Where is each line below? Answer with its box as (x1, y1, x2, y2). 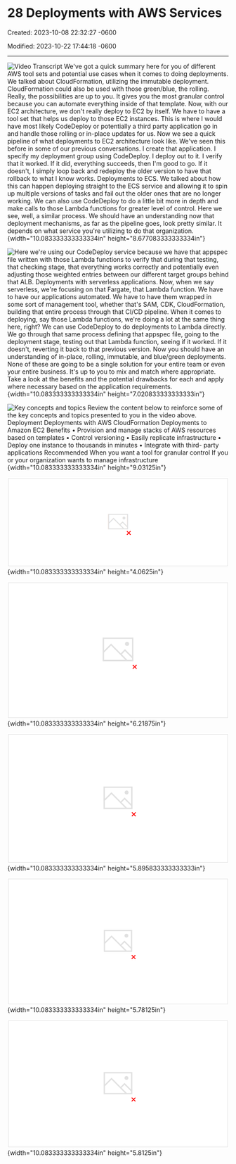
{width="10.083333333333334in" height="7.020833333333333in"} (7, 389, 205, 398)
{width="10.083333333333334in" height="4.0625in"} (7, 567, 164, 576)
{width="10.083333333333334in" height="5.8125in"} (7, 1149, 163, 1157)
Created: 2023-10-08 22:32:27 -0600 (7, 28, 117, 37)
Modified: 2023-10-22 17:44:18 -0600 (7, 42, 117, 50)
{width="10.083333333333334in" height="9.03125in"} (7, 463, 166, 472)
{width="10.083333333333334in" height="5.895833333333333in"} (7, 863, 206, 872)
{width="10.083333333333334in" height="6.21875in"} (7, 719, 166, 728)
